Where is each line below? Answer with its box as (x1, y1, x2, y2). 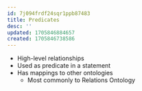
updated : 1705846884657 (7, 29, 75, 36)
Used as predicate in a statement (16, 62, 111, 70)
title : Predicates (7, 16, 60, 23)
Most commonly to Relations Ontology (27, 76, 136, 84)
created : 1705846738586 (7, 36, 75, 42)
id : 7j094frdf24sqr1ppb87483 (7, 10, 91, 17)
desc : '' (7, 23, 32, 29)
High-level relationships (16, 54, 84, 62)
